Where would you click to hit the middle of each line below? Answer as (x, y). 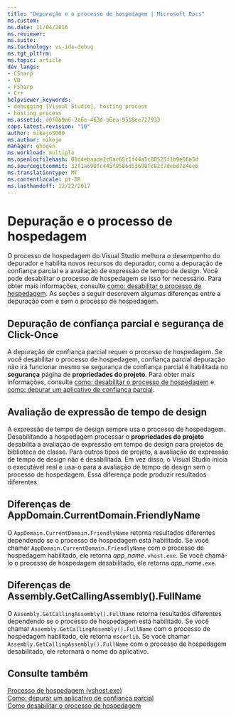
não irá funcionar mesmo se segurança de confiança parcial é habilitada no (118, 367)
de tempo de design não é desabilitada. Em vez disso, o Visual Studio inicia (118, 459)
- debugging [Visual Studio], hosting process (77, 107)
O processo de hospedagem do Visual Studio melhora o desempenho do (114, 256)
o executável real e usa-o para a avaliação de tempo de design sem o (109, 467)
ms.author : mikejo (34, 139)
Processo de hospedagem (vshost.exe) (65, 691)
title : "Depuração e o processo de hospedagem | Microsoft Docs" (106, 14)
